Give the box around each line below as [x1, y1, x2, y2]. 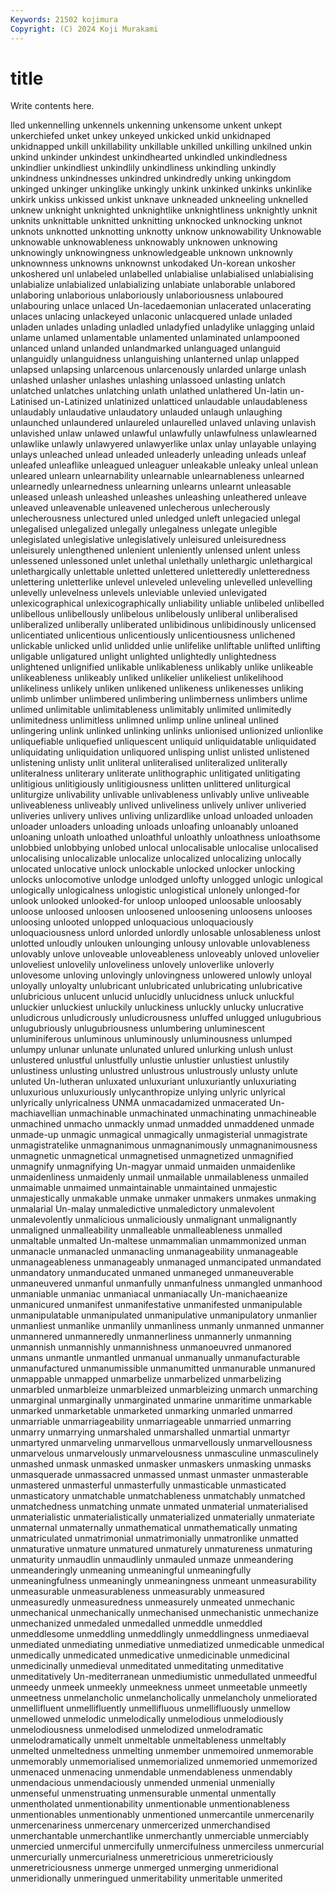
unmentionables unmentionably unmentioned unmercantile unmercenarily [10, 1809, 315, 1821]
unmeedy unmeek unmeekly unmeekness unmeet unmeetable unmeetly [10, 1681, 308, 1693]
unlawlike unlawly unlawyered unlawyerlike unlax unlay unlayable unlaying [10, 438, 317, 450]
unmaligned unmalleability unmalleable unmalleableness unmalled [10, 1224, 283, 1236]
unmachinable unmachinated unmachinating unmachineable [68, 1107, 317, 1120]
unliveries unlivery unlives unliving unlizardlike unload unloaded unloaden [10, 810, 314, 822]
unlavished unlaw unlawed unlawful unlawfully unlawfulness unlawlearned [10, 427, 318, 440]
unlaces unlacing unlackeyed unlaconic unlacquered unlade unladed [10, 311, 293, 323]
